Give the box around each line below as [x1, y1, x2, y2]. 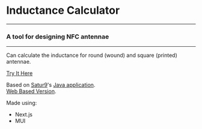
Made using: [6, 100, 37, 107]
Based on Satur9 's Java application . [6, 82, 96, 89]
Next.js [14, 111, 33, 118]
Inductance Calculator [6, 4, 120, 17]
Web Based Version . [6, 88, 57, 95]
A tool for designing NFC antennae [6, 32, 109, 41]
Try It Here [6, 70, 33, 77]
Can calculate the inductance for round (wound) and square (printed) [6, 52, 177, 59]
